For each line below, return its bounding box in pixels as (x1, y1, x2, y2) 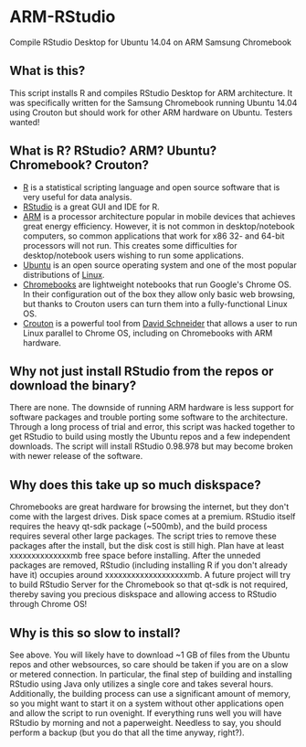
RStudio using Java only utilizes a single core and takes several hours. (9, 678, 274, 689)
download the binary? (9, 378, 137, 393)
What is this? (9, 63, 86, 79)
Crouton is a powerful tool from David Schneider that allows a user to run (22, 317, 298, 328)
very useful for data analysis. (22, 191, 132, 202)
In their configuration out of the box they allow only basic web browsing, (22, 288, 295, 299)
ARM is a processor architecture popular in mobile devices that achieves (22, 210, 296, 221)
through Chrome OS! (9, 599, 88, 610)
